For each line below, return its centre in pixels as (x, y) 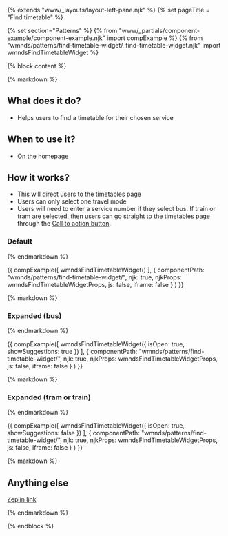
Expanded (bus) (34, 315)
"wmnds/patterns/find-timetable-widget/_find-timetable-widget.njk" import (114, 45)
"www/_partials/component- (159, 31)
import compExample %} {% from (155, 38)
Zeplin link (22, 499)
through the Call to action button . (64, 224)
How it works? (39, 178)
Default (20, 241)
